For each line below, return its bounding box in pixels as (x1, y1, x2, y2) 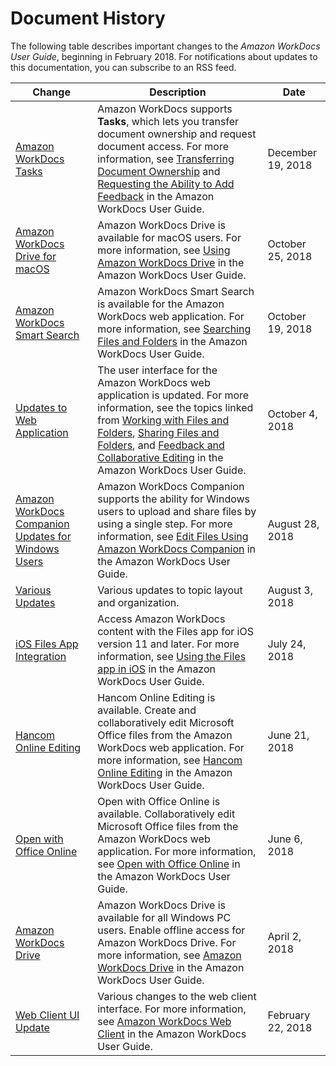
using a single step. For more (97, 517, 233, 531)
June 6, (267, 832, 303, 846)
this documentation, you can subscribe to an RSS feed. (10, 61, 237, 73)
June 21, (267, 728, 310, 742)
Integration (15, 649, 67, 663)
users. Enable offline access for (97, 923, 246, 937)
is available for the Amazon (97, 297, 225, 311)
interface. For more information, (97, 1002, 247, 1016)
